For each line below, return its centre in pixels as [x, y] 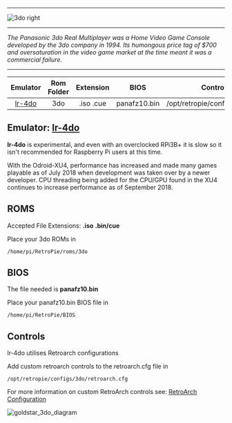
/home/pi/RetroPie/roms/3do [48, 252]
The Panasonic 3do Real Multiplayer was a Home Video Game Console [109, 38]
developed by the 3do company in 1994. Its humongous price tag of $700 [112, 45]
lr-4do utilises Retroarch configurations [63, 353]
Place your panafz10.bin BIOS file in [58, 303]
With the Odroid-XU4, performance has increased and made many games [112, 165]
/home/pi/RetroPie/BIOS [41, 315]
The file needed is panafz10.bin [53, 289]
